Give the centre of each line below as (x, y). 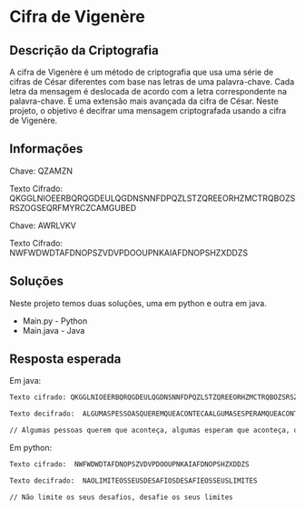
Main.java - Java (54, 330)
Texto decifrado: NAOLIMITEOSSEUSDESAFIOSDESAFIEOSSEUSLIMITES (133, 480)
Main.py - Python (55, 321)
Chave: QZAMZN (41, 171)
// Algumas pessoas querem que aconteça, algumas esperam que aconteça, (150, 430)
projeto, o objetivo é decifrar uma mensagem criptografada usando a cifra (148, 110)
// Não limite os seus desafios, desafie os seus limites (121, 497)
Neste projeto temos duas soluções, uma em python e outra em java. (138, 303)
